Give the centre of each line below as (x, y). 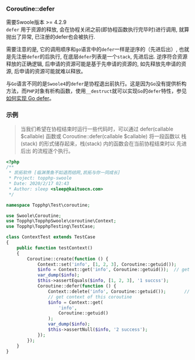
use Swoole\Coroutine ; (34, 215)
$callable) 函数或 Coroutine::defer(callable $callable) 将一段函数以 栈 (103, 136)
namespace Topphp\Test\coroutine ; (48, 205)
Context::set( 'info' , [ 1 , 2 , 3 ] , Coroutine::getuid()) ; (107, 264)
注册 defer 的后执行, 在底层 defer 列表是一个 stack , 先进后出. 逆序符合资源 (102, 57)
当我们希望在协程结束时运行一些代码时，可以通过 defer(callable (97, 129)
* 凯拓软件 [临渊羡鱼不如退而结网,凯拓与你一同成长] (64, 173)
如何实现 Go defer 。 (30, 98)
